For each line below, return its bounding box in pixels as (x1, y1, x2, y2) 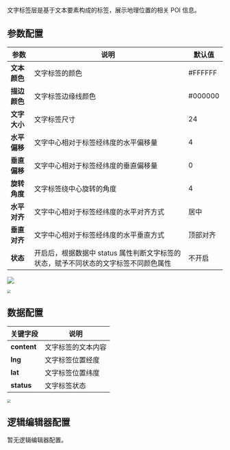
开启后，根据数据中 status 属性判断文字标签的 (34, 248, 181, 258)
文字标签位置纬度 (44, 368, 101, 377)
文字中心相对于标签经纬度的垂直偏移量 (34, 160, 158, 170)
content (10, 342, 37, 351)
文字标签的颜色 (34, 68, 83, 77)
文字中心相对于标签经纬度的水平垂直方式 (34, 230, 165, 240)
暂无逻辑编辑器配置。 (7, 436, 67, 444)
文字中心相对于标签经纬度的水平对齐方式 (34, 207, 165, 216)
